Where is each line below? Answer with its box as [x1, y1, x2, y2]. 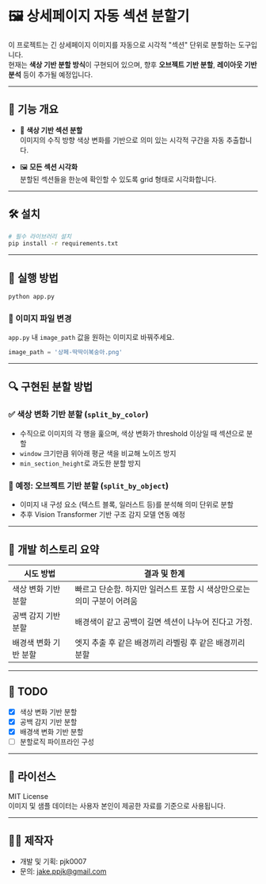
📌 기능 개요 [8, 102, 59, 116]
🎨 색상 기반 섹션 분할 [19, 125, 83, 135]
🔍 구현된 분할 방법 [8, 380, 93, 393]
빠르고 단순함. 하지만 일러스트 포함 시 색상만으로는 [74, 583, 251, 594]
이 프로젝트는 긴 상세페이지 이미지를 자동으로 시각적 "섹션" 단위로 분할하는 [8, 40, 237, 49]
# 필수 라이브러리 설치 [8, 232, 72, 241]
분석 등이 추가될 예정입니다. [8, 69, 93, 79]
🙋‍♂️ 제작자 [8, 834, 54, 847]
